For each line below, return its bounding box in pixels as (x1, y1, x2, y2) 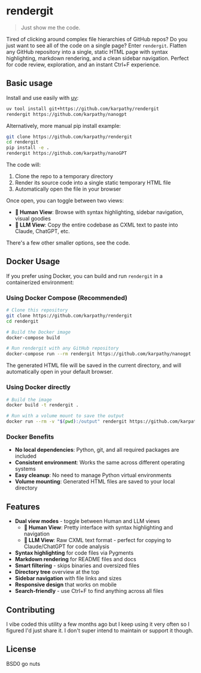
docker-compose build (6, 335, 60, 341)
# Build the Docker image (6, 329, 71, 335)
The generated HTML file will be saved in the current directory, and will (6, 362, 181, 369)
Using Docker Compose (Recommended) (6, 293, 127, 302)
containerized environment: (6, 279, 74, 286)
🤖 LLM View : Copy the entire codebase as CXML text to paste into (14, 221, 178, 228)
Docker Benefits (6, 432, 54, 440)
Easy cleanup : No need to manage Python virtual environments (14, 472, 172, 479)
